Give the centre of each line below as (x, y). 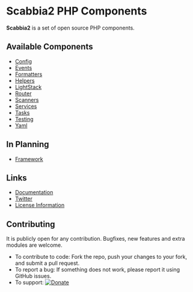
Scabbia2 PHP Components (77, 11)
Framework (29, 159)
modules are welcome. (34, 245)
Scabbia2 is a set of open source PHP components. (71, 28)
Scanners (27, 100)
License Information (40, 205)
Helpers (25, 80)
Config (23, 61)
